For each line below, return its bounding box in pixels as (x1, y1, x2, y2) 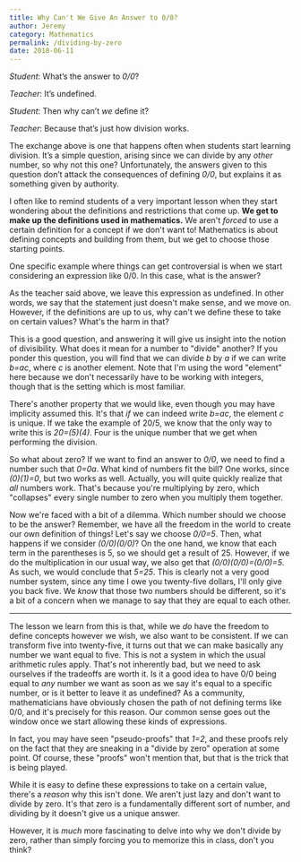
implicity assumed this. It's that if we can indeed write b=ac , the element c (9, 409, 285, 419)
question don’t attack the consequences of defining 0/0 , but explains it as (9, 169, 282, 180)
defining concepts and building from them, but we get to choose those (9, 234, 271, 245)
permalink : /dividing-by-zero (9, 38, 123, 47)
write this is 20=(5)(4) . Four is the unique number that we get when (9, 427, 258, 438)
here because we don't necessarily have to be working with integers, (9, 372, 264, 383)
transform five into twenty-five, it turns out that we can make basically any (9, 640, 284, 651)
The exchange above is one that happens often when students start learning (9, 141, 291, 151)
